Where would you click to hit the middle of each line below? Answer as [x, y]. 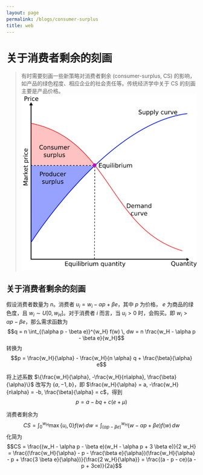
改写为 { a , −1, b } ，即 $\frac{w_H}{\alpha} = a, [92, 384]
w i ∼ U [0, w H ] [46, 313]
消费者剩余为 [22, 414]
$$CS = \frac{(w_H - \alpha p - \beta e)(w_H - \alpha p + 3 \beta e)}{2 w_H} [101, 447]
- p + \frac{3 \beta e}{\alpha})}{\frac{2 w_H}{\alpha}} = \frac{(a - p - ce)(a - [101, 459]
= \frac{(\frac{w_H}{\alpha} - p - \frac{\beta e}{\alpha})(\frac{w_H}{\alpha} [101, 453]
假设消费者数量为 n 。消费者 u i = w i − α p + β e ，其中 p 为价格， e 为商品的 [97, 305]
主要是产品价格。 [42, 91]
